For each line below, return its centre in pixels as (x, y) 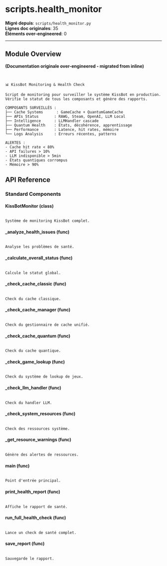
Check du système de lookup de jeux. (44, 377)
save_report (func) (25, 544)
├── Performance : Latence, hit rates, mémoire (62, 129)
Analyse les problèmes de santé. (40, 247)
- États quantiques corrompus (37, 160)
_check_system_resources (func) (40, 414)
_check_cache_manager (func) (38, 310)
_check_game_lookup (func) (35, 362)
